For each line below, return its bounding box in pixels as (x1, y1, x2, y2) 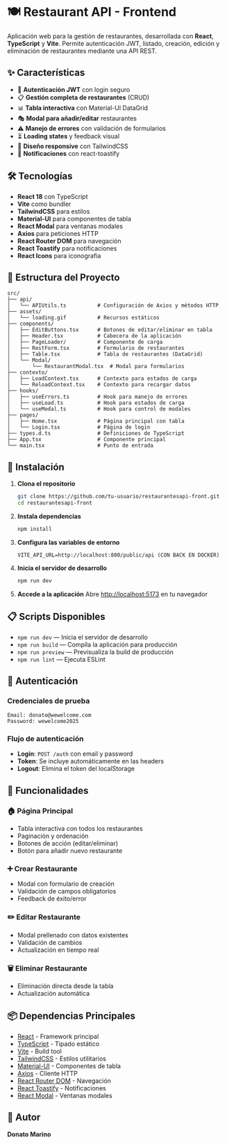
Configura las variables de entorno (17, 538, 120, 546)
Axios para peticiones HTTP (17, 229, 99, 237)
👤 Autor (7, 1111, 41, 1123)
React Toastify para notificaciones (17, 244, 117, 253)
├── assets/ (7, 308, 42, 315)
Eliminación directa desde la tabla (17, 982, 114, 990)
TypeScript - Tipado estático (17, 1040, 100, 1048)
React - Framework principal (17, 1032, 99, 1040)
